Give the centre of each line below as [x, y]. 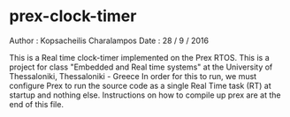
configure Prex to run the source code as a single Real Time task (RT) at [140, 85]
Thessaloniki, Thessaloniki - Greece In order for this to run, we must [133, 76]
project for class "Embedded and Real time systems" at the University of [141, 67]
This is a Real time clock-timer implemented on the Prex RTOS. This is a [139, 57]
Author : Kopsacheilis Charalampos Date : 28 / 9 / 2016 [109, 40]
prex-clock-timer [73, 16]
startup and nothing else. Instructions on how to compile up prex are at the [145, 95]
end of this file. [37, 104]
